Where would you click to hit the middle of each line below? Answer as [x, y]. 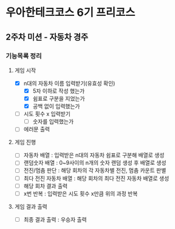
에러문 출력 [36, 129]
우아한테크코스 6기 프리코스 [70, 13]
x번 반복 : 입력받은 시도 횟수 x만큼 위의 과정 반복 [81, 194]
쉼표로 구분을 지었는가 [59, 99]
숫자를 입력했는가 [53, 122]
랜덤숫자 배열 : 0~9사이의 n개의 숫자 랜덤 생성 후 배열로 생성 [95, 163]
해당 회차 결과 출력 [46, 186]
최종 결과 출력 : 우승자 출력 [55, 219]
